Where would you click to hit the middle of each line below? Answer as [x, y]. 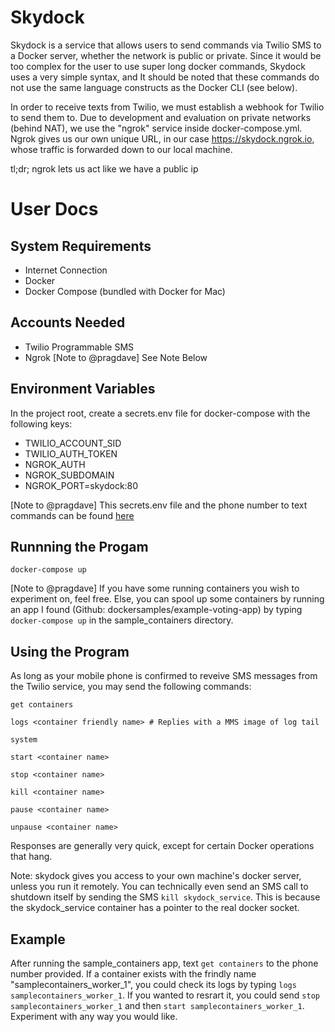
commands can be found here [72, 515]
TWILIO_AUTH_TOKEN [71, 453]
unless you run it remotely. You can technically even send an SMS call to [159, 887]
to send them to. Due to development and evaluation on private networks [161, 117]
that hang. [31, 857]
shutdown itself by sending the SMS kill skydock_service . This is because [165, 897]
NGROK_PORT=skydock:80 [81, 485]
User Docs [54, 209]
